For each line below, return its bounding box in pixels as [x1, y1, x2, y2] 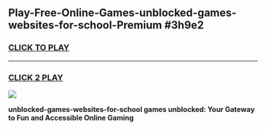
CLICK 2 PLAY [8, 72, 63, 83]
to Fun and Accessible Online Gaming [8, 113, 135, 122]
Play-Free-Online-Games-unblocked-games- [8, 6, 237, 20]
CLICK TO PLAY [8, 43, 70, 54]
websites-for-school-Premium [8, 19, 162, 32]
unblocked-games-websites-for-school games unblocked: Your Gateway [8, 104, 255, 113]
